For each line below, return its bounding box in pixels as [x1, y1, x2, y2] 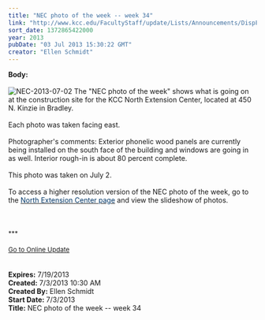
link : [8, 19, 26, 27]
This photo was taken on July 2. [8, 170, 112, 180]
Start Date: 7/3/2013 [8, 295, 76, 304]
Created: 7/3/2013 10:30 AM [8, 278, 101, 288]
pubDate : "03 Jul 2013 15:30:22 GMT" [8, 41, 132, 49]
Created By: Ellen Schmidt [8, 287, 95, 296]
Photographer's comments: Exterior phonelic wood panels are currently [8, 137, 241, 146]
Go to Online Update [8, 245, 70, 254]
